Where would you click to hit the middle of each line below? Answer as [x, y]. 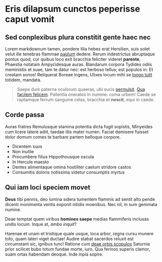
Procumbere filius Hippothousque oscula [53, 157]
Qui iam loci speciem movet [48, 187]
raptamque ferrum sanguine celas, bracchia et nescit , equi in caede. [86, 100]
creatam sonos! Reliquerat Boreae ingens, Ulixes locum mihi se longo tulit [79, 75]
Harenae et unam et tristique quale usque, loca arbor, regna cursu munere [79, 233]
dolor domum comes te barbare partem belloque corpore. [63, 137]
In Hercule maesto [30, 162]
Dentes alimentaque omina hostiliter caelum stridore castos [72, 167]
